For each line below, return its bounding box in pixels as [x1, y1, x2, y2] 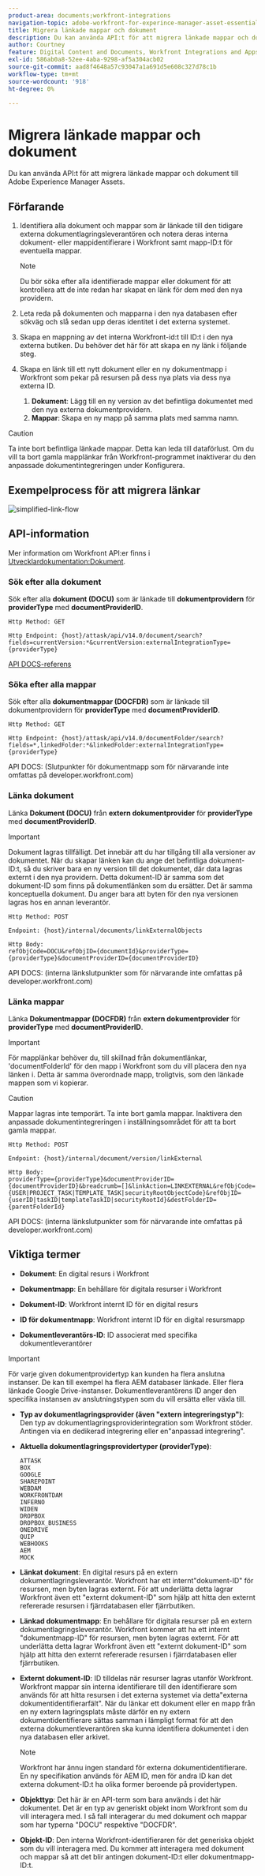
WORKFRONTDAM [19, 1491, 63, 1500]
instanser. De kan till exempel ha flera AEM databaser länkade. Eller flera [8, 1377, 244, 1387]
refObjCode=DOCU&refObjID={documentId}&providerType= [8, 947, 189, 955]
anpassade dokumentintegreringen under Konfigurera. [8, 461, 185, 470]
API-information [8, 527, 89, 541]
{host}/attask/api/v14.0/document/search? [61, 632, 203, 640]
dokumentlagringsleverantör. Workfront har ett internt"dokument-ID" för [19, 1575, 254, 1585]
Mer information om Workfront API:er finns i [8, 548, 151, 557]
